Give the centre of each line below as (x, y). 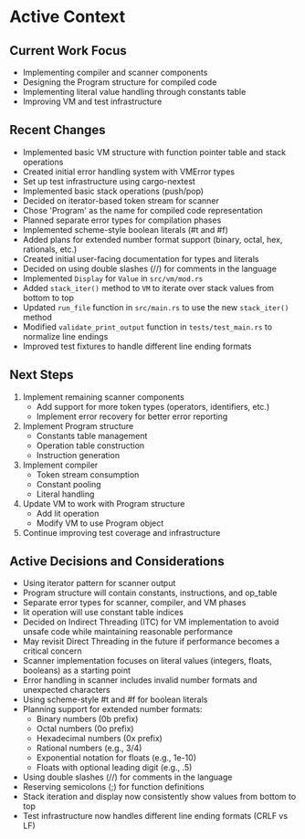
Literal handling (65, 494)
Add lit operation (68, 513)
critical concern (52, 651)
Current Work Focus (68, 51)
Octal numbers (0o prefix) (85, 729)
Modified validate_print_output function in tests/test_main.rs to (147, 327)
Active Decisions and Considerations (117, 562)
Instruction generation (78, 455)
